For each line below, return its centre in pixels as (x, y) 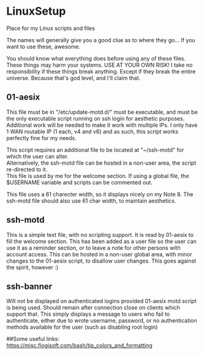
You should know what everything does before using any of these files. (96, 58)
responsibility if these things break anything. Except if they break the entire (101, 71)
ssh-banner (29, 286)
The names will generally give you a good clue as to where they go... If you (101, 40)
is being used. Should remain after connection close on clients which (93, 308)
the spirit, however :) (32, 267)
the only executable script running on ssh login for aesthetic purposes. (96, 118)
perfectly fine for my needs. (41, 138)
